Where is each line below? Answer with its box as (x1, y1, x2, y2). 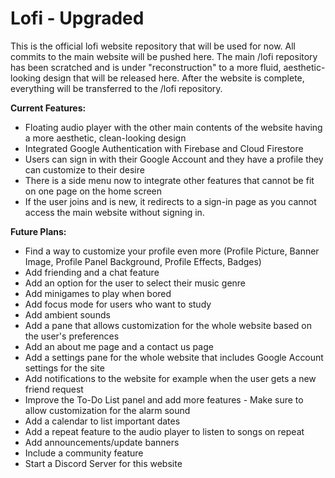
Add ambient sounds (24, 308, 111, 321)
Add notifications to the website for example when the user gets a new (24, 372, 317, 384)
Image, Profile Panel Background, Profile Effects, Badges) (24, 255, 262, 267)
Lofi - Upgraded (10, 7, 145, 30)
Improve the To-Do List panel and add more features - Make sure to (24, 393, 304, 406)
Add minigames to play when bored (24, 287, 172, 299)
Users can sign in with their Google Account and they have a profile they (24, 153, 324, 165)
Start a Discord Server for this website (24, 457, 183, 469)
